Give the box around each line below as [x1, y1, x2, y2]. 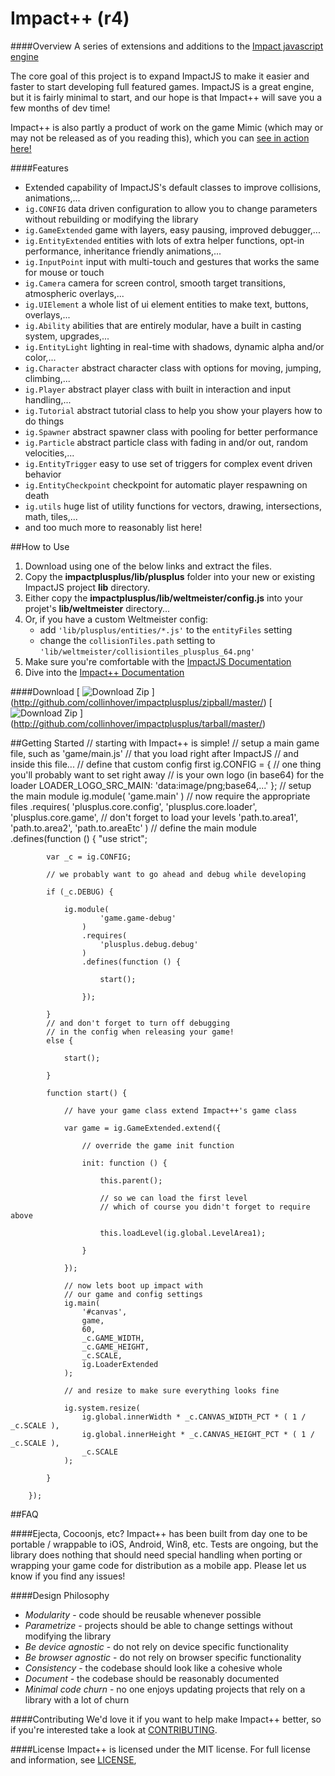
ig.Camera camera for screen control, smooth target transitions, [24, 277, 286, 289]
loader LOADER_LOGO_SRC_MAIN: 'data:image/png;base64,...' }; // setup [10, 779, 312, 791]
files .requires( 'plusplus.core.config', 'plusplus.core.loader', [10, 800, 258, 812]
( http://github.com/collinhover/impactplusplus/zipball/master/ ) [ [10, 696, 273, 708]
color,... [24, 351, 57, 363]
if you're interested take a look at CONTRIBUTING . [10, 1723, 218, 1736]
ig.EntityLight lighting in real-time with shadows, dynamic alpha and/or [24, 340, 325, 352]
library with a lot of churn [24, 1693, 130, 1706]
